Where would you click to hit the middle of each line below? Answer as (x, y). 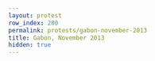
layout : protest (35, 15)
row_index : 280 (33, 23)
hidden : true (30, 45)
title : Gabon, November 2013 (56, 38)
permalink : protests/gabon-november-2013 (78, 30)
